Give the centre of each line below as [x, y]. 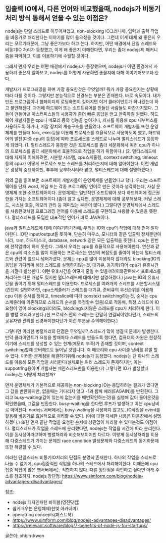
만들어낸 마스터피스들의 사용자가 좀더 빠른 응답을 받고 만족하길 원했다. [82, 114]
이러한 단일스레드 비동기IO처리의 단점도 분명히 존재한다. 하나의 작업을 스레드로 [81, 457]
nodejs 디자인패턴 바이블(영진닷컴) [46, 502]
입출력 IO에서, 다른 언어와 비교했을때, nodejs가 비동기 [83, 9]
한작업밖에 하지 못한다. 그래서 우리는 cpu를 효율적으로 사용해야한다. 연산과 [82, 246]
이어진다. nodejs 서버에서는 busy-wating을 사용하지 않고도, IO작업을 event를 [85, 409]
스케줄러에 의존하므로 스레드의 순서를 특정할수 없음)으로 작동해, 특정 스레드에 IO [82, 302]
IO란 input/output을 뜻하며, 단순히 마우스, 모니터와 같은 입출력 [80, 234]
